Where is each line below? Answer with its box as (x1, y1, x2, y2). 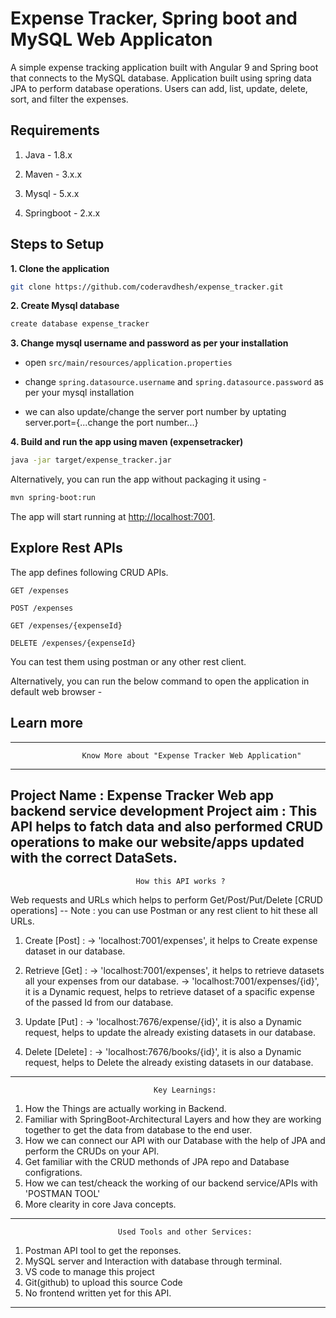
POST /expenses (10, 603, 74, 613)
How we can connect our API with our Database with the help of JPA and (24, 1134, 326, 1146)
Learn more (10, 715, 84, 732)
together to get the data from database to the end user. (24, 1123, 253, 1136)
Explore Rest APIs (10, 540, 123, 557)
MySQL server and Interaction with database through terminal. (24, 1255, 283, 1267)
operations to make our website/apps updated (10, 834, 305, 851)
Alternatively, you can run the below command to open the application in (10, 675, 310, 687)
